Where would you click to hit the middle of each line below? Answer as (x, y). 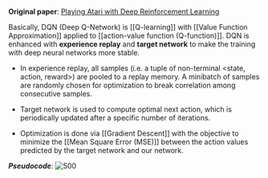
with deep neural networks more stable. (74, 53)
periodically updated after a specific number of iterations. (115, 118)
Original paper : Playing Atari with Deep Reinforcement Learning (114, 12)
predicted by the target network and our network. (102, 150)
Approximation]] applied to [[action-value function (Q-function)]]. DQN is (129, 36)
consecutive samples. (56, 94)
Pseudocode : (31, 166)
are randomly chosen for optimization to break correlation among (128, 85)
